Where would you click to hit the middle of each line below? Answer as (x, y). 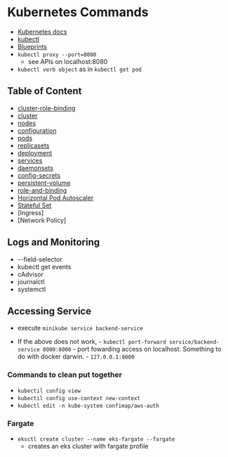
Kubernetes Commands (78, 12)
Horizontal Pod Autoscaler (55, 198)
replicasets (33, 146)
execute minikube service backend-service (80, 328)
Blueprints (32, 46)
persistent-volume (44, 183)
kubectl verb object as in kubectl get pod (79, 69)
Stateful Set (34, 205)
